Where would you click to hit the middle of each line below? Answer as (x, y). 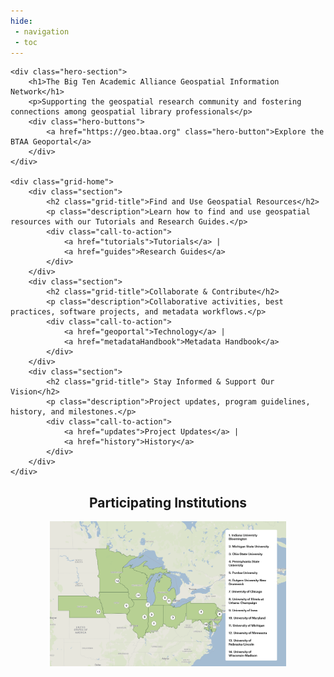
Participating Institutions (168, 502)
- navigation (42, 31)
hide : (21, 21)
